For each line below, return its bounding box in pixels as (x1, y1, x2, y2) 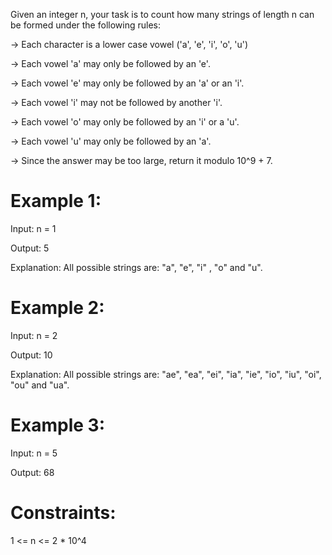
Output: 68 (10, 466, 55, 478)
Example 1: (10, 190, 102, 213)
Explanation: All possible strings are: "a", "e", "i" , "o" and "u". (10, 261, 263, 273)
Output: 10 (10, 349, 53, 361)
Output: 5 (10, 242, 50, 254)
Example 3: (10, 414, 105, 437)
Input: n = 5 (10, 447, 58, 459)
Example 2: (10, 297, 105, 319)
